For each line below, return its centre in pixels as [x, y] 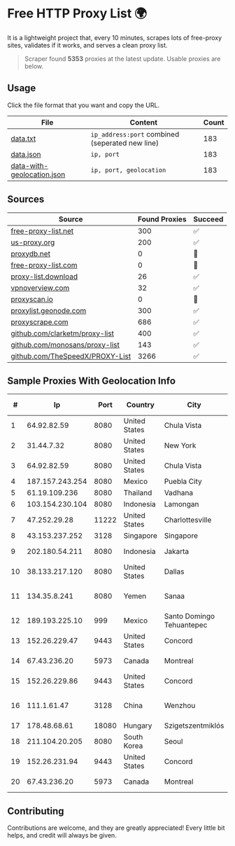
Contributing [36, 811]
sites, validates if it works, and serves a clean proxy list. [87, 45]
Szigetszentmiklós [194, 726]
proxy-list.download [44, 276]
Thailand [138, 493]
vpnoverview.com [40, 288]
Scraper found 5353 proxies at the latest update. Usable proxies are [122, 58]
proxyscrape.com [40, 321]
